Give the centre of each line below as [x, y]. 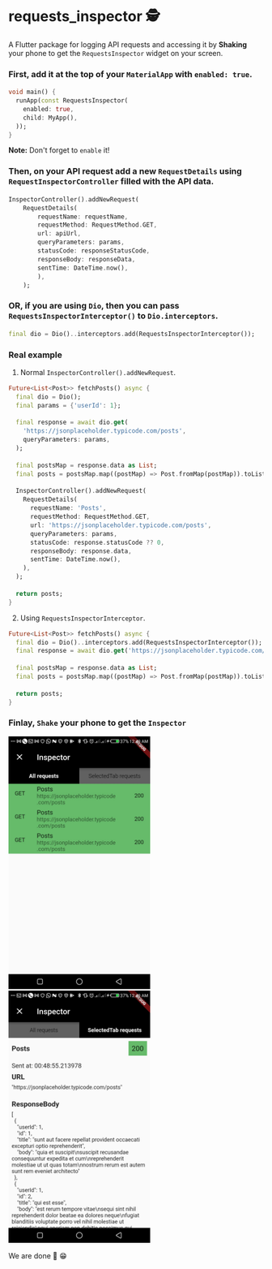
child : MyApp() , [51, 118]
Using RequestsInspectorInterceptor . [83, 618]
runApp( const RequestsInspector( [72, 101]
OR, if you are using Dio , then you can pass [94, 306]
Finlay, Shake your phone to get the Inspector [98, 723]
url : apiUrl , [59, 234]
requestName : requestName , [83, 217]
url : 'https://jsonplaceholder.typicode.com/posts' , [121, 525]
